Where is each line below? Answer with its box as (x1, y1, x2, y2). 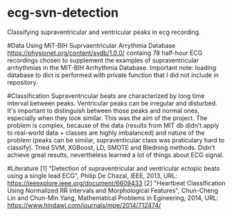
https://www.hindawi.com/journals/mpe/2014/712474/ (7, 201, 161, 209)
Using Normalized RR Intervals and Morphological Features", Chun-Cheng (7, 186, 219, 194)
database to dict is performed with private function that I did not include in (7, 71, 220, 79)
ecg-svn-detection (7, 5, 119, 21)
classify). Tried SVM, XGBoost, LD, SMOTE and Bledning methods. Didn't (7, 143, 215, 151)
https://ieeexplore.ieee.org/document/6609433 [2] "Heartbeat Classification (7, 178, 226, 187)
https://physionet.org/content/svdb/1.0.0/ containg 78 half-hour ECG (7, 49, 203, 57)
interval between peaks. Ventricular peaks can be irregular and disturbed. (7, 99, 217, 107)
